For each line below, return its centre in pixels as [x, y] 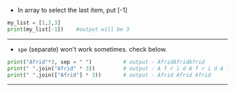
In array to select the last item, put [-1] [72, 10]
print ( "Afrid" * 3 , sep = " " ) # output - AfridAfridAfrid [106, 62]
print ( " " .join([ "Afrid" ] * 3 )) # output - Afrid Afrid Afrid [109, 75]
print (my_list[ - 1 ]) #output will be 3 [69, 29]
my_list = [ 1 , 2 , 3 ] [34, 23]
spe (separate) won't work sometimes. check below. [92, 49]
